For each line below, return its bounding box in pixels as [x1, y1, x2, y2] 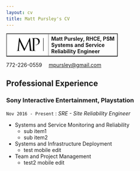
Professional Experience [6, 79, 99, 89]
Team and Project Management [14, 153, 92, 160]
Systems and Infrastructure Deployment [14, 140, 112, 147]
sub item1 [23, 127, 47, 134]
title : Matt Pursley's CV [6, 15, 70, 22]
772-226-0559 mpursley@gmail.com [6, 62, 102, 69]
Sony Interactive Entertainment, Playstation [6, 96, 134, 105]
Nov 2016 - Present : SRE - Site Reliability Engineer [6, 109, 131, 117]
